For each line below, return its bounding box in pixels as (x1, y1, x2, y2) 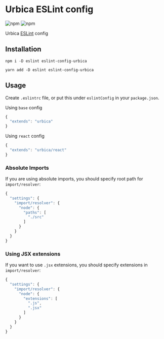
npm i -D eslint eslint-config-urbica (5, 58, 87, 64)
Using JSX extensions (5, 250, 61, 257)
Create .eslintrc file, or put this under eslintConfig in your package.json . (5, 95, 159, 101)
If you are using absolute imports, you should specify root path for (5, 176, 143, 182)
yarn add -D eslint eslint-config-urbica (5, 67, 94, 72)
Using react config (5, 133, 45, 139)
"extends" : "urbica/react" (10, 147, 67, 153)
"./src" (27, 214, 44, 220)
